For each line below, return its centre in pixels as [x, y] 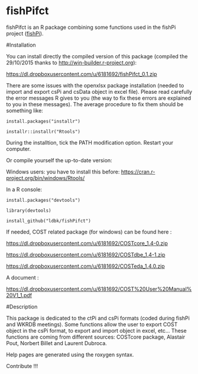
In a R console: [24, 189]
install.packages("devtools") [43, 200]
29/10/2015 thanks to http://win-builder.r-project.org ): [72, 63]
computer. [19, 149]
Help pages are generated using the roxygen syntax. [70, 355]
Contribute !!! [22, 366]
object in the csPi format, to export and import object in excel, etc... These [97, 330]
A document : [23, 277]
